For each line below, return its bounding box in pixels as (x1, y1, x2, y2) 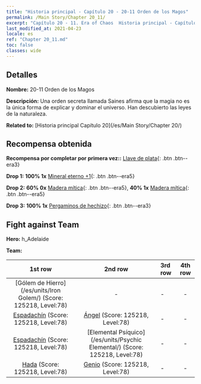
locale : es (6, 31, 33, 37)
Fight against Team (6, 220, 80, 230)
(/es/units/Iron (20, 287, 61, 295)
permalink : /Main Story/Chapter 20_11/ (6, 14, 106, 20)
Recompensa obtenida (6, 139, 92, 149)
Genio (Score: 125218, (83, 360, 149, 368)
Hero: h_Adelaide (6, 236, 49, 243)
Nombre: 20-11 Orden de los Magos (6, 86, 95, 93)
